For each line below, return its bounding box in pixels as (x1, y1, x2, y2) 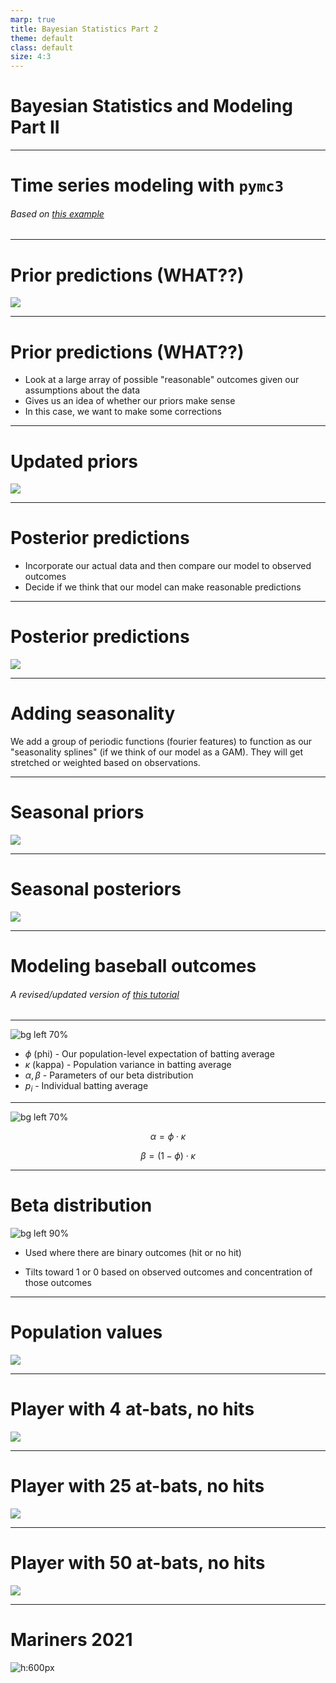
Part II (10, 116, 60, 139)
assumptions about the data (24, 384, 141, 396)
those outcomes (24, 1277, 92, 1289)
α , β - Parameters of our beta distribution (24, 1069, 194, 1081)
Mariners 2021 (10, 1629, 133, 1651)
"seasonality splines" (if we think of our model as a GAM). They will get (10, 746, 304, 758)
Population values (10, 1321, 163, 1344)
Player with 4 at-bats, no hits (10, 1398, 255, 1421)
